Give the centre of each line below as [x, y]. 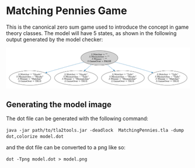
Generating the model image [59, 104]
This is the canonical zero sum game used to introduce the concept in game [97, 27]
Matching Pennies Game [67, 11]
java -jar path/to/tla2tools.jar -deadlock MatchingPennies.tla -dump [95, 131]
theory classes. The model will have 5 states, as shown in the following [91, 33]
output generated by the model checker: [55, 39]
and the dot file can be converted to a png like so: [66, 148]
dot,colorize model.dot [35, 137]
